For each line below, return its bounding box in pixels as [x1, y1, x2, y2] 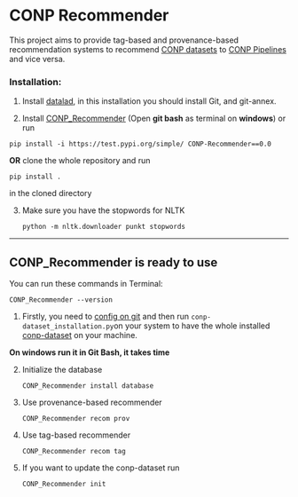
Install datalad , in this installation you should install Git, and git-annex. [21, 96, 277, 106]
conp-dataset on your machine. [21, 330, 137, 341]
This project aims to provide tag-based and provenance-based [9, 35, 239, 45]
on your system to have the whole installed [114, 320, 271, 331]
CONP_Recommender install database [21, 382, 154, 390]
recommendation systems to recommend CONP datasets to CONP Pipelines [9, 43, 286, 54]
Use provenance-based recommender [21, 397, 162, 408]
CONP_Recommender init [21, 480, 106, 489]
